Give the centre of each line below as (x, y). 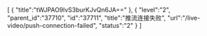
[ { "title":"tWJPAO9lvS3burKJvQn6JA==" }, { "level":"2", (89, 10)
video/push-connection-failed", (52, 25)
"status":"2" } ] (120, 25)
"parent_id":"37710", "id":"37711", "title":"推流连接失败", (86, 18)
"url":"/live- (184, 18)
